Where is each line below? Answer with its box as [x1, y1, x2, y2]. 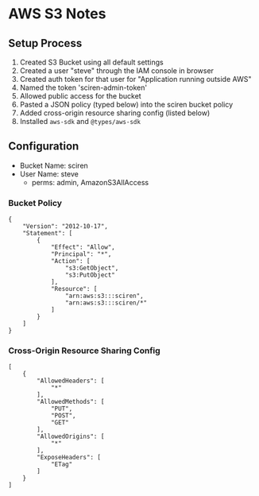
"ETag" [50, 460, 73, 469]
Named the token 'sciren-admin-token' [19, 83, 148, 92]
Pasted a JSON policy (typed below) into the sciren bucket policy [19, 100, 234, 109]
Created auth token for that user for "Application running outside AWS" [19, 75, 252, 83]
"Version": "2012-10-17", [22, 223, 109, 231]
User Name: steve [19, 169, 79, 179]
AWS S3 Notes [8, 5, 106, 23]
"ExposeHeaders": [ [37, 454, 102, 462]
